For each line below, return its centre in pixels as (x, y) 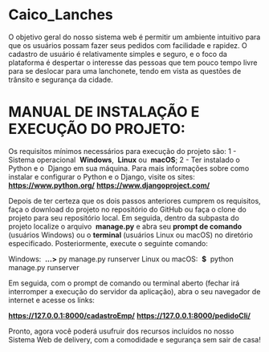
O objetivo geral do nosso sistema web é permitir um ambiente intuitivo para (134, 37)
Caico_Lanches (61, 15)
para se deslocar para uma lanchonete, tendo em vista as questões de (125, 71)
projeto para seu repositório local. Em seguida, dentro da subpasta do (124, 217)
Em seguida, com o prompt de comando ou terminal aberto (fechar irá (124, 283)
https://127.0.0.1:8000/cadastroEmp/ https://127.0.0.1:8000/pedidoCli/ (130, 315)
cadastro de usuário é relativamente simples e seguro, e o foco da (118, 54)
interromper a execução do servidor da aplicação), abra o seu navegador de (134, 291)
